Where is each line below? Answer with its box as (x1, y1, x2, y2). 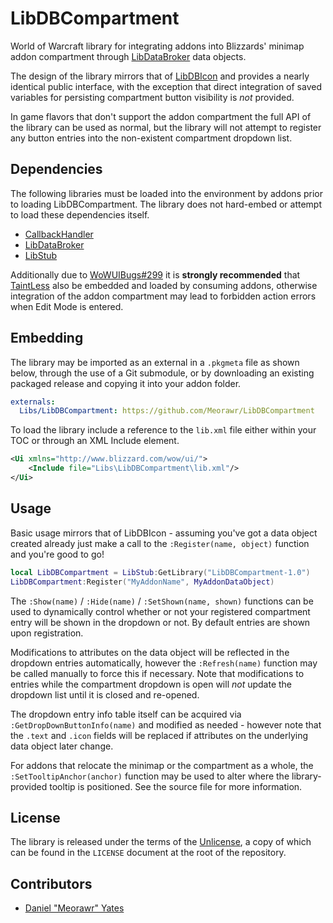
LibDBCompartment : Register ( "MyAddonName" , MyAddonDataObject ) (10, 577, 275, 587)
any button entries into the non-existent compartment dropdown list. (10, 132, 293, 144)
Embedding (10, 330, 84, 347)
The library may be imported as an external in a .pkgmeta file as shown (10, 356, 300, 368)
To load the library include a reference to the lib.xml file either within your (10, 424, 317, 436)
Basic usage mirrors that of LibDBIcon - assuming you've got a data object (10, 527, 318, 539)
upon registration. (10, 627, 84, 639)
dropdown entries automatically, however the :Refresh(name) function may (10, 657, 318, 669)
